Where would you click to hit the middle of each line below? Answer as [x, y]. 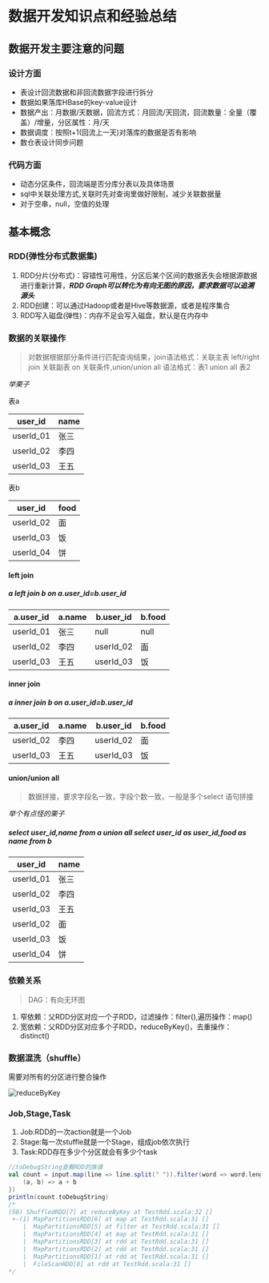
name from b [30, 841]
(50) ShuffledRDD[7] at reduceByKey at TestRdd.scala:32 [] [111, 1212]
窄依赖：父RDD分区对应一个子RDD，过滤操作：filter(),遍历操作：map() [136, 1016]
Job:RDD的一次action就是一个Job [76, 1132]
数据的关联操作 [37, 338]
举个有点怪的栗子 [36, 814]
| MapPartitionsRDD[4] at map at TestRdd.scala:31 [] [116, 1234]
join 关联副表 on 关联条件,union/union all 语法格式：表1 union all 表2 [139, 367]
